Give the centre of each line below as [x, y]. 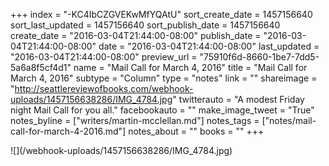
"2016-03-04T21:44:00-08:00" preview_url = [104, 57]
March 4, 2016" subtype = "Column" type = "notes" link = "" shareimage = [164, 78]
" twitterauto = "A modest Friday [238, 99]
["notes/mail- [289, 120]
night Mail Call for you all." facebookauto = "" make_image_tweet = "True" [162, 110]
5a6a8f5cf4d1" [41, 67]
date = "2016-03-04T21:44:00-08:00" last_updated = [209, 46]
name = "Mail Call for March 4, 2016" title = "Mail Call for [190, 67]
